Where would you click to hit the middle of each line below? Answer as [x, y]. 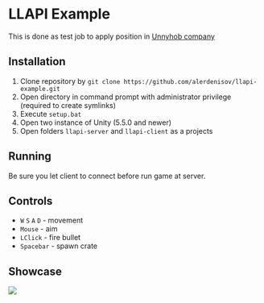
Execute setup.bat [51, 114]
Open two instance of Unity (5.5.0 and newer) [95, 122]
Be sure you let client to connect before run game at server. [107, 176]
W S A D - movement [52, 220]
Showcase [35, 271]
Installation [37, 62]
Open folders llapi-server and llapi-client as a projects [116, 131]
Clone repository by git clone [70, 81]
